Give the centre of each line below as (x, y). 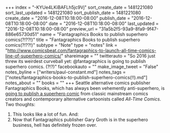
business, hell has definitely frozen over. (55, 125)
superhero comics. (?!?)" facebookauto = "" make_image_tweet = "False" (82, 66)
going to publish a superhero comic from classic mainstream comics (77, 94)
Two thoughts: (20, 104)
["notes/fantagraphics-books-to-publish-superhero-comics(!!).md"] (76, 77)
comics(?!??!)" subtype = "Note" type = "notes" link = (61, 45)
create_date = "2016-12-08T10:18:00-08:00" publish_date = (68, 18)
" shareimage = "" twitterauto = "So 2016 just (108, 56)
